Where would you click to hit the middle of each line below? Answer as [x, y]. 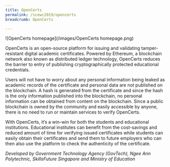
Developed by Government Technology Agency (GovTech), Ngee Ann [78, 154]
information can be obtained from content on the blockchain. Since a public [84, 101]
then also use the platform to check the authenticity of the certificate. [78, 144]
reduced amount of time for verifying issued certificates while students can [84, 133]
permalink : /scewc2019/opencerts [41, 15]
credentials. [18, 70]
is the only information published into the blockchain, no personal [74, 96]
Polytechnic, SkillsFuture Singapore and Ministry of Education [70, 159]
